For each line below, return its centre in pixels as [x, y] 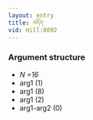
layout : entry [31, 15]
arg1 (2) [32, 100]
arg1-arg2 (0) [41, 107]
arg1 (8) [32, 91]
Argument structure [47, 57]
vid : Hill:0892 [33, 30]
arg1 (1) [31, 82]
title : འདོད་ [26, 23]
